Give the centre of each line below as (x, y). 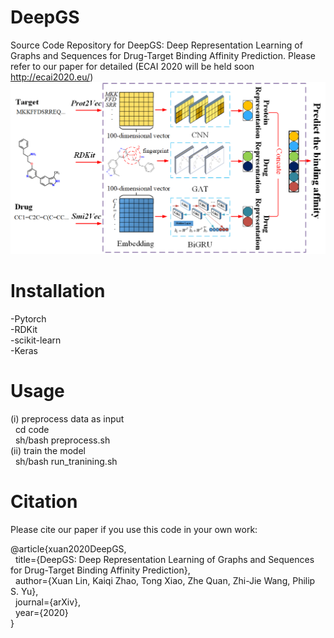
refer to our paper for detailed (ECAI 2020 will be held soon (132, 66)
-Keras (24, 350)
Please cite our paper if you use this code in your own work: (134, 529)
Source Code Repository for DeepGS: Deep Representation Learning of (156, 45)
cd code (32, 429)
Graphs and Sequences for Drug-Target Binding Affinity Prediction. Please (163, 55)
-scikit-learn (36, 340)
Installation (58, 291)
